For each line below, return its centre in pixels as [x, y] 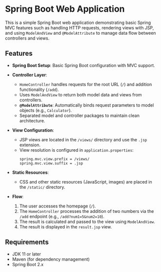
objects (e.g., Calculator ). [46, 110]
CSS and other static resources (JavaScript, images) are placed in [86, 181]
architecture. [32, 120]
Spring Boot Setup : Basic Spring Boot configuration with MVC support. [83, 65]
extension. [30, 145]
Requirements [27, 242]
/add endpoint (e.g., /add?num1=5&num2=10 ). [62, 216]
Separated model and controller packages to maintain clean [80, 115]
